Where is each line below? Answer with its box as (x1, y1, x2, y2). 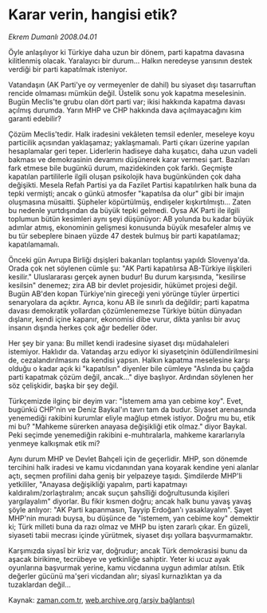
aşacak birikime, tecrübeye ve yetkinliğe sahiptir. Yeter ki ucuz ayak (8, 554, 230, 564)
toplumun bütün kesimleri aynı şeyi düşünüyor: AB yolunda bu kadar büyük (8, 214, 254, 223)
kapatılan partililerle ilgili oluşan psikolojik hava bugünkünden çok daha (8, 172, 241, 181)
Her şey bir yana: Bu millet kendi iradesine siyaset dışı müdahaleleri (8, 338, 230, 348)
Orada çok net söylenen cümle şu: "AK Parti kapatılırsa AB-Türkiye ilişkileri (8, 263, 253, 273)
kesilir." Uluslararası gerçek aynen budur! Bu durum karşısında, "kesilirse (8, 271, 246, 281)
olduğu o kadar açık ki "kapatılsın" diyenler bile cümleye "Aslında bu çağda (8, 363, 253, 373)
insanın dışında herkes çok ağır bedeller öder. (8, 322, 158, 332)
